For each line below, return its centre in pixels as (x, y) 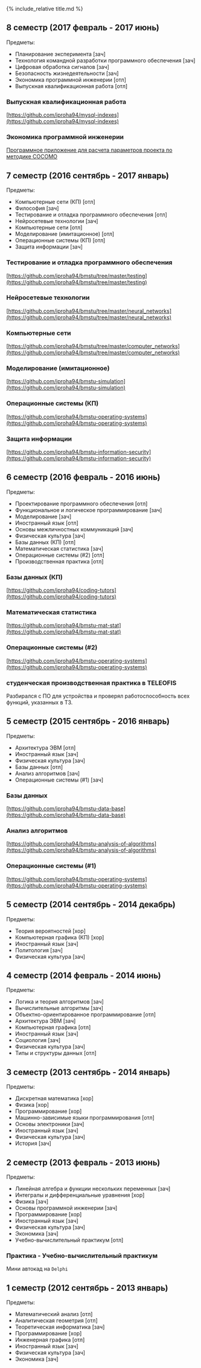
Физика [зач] (32, 1201)
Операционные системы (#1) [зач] (59, 780)
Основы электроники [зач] (49, 1124)
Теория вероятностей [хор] (50, 931)
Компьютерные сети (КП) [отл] (55, 202)
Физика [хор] (32, 1105)
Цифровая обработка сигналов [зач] (62, 66)
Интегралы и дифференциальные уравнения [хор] (80, 1195)
